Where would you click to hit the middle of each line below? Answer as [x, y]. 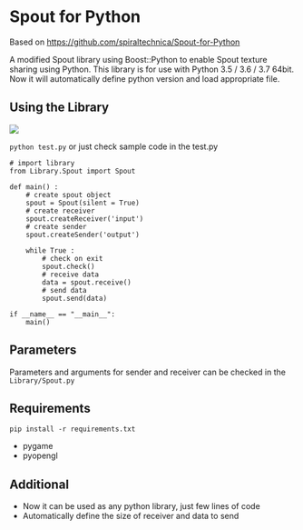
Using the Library [59, 108]
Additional [39, 484]
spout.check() [68, 266]
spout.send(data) [74, 298]
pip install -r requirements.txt [73, 429]
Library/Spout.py [42, 380]
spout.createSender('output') [83, 235]
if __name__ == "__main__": [63, 314]
